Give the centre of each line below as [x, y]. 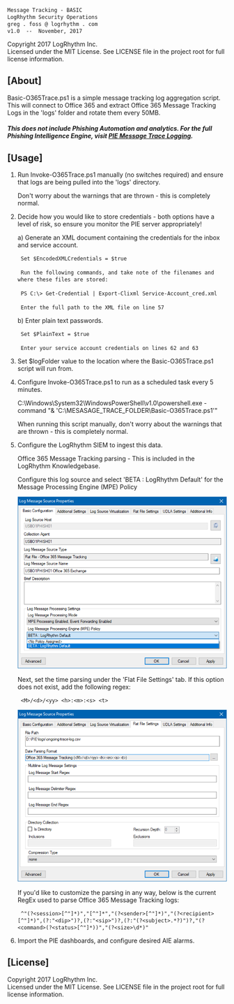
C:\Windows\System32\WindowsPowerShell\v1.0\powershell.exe [110, 403]
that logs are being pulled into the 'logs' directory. [89, 182]
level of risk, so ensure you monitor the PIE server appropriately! [109, 224]
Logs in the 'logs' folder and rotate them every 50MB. [84, 112]
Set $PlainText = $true [55, 335]
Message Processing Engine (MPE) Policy [77, 487]
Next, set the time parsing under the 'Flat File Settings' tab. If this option [120, 680]
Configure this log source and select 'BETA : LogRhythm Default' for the [120, 480]
